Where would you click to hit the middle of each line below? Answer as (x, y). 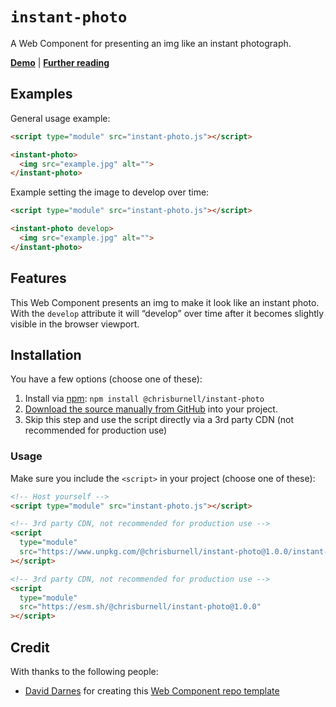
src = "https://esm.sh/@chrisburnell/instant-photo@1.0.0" (140, 607)
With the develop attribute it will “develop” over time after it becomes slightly (167, 313)
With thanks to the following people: (84, 671)
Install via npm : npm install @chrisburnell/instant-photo (144, 399)
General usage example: (60, 118)
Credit (30, 647)
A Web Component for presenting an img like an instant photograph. (151, 43)
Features (38, 278)
